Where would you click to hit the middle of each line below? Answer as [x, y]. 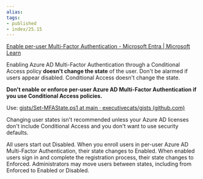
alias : [15, 12]
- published [21, 23]
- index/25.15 [24, 29]
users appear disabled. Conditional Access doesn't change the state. [93, 78]
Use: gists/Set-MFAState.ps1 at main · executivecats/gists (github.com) [96, 108]
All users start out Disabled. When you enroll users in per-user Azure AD [98, 145]
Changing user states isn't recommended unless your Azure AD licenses [98, 120]
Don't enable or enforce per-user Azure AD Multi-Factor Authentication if [102, 90]
